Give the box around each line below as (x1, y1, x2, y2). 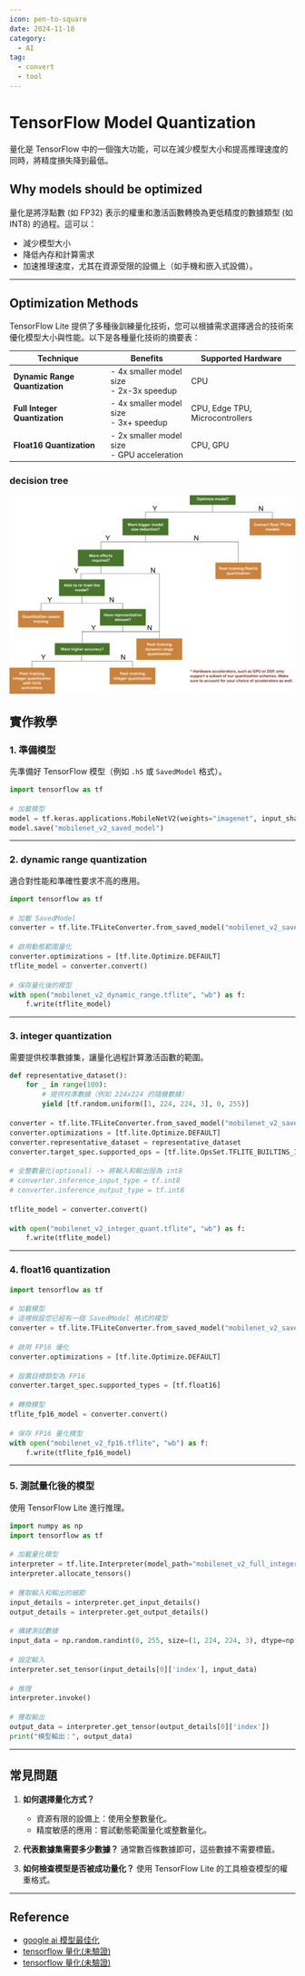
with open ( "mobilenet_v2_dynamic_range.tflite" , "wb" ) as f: (9, 990, 246, 999)
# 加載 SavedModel (9, 913, 76, 923)
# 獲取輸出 (9, 1713, 45, 1722)
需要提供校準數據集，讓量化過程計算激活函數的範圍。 (9, 1051, 209, 1062)
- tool (17, 73, 43, 82)
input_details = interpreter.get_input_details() (9, 1598, 202, 1607)
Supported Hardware (201, 352, 282, 363)
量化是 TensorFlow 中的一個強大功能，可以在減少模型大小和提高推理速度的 (9, 143, 289, 154)
